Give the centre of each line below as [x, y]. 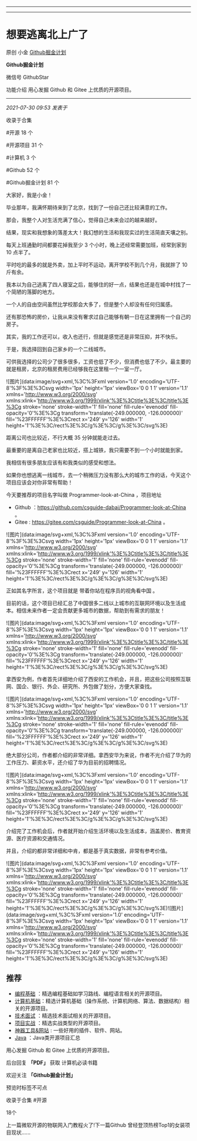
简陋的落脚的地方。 [34, 292]
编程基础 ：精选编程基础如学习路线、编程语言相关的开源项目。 [90, 994]
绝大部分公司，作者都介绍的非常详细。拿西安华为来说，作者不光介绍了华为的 [98, 755]
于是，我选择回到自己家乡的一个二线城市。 [57, 349]
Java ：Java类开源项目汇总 [47, 1038]
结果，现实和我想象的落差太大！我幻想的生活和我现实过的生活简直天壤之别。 [98, 232]
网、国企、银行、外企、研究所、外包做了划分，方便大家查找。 [81, 686]
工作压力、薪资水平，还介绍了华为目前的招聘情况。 [68, 762]
